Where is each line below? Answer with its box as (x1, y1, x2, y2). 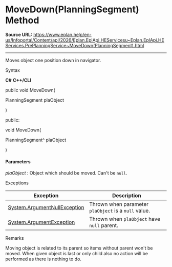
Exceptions (5, 180, 29, 186)
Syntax (5, 67, 20, 73)
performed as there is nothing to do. (5, 256, 82, 262)
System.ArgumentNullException (8, 204, 84, 211)
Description (112, 192, 142, 199)
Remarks (5, 235, 24, 241)
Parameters (5, 158, 31, 165)
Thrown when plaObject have (89, 216, 160, 223)
